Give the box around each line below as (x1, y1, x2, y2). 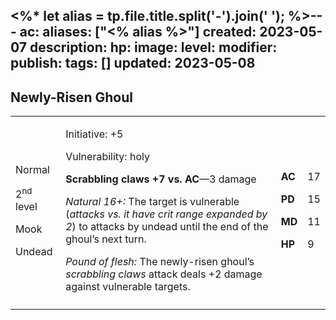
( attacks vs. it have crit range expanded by (65, 207, 268, 221)
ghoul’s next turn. (65, 232, 147, 246)
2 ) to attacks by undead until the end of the (65, 220, 269, 234)
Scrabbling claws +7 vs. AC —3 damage (65, 172, 257, 186)
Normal (15, 162, 50, 176)
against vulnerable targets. (65, 280, 191, 294)
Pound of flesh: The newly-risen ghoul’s (65, 255, 255, 269)
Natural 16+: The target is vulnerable (65, 195, 240, 209)
